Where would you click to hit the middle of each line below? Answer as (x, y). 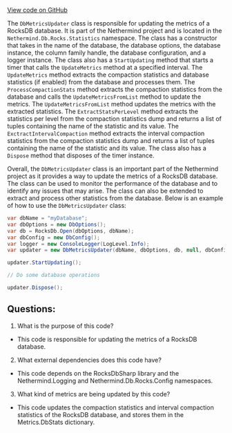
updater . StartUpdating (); (44, 263)
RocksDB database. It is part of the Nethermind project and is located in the (115, 31)
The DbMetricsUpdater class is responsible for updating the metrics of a (109, 23)
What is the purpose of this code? (65, 326)
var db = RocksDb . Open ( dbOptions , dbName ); (71, 231)
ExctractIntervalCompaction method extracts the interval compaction (106, 133)
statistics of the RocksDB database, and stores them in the (100, 414)
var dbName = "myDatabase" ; (48, 218)
